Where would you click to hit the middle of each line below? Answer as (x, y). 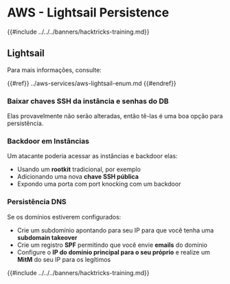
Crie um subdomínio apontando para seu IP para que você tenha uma (115, 230)
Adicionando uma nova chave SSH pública (78, 177)
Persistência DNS (37, 202)
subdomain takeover (47, 237)
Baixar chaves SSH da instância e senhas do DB (88, 101)
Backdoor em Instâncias (48, 141)
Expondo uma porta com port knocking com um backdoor (99, 184)
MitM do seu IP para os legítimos (64, 259)
